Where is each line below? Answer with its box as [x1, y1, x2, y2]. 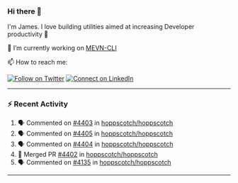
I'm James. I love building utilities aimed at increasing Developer [7, 23, 195, 31]
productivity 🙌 [7, 30, 48, 38]
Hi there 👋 [7, 6, 42, 16]
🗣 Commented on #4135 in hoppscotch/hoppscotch [17, 157, 171, 166]
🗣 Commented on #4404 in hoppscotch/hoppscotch [17, 140, 174, 148]
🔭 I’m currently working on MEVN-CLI [7, 44, 117, 52]
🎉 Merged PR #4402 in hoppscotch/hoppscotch [17, 150, 158, 158]
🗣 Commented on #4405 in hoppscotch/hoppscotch [17, 129, 174, 138]
